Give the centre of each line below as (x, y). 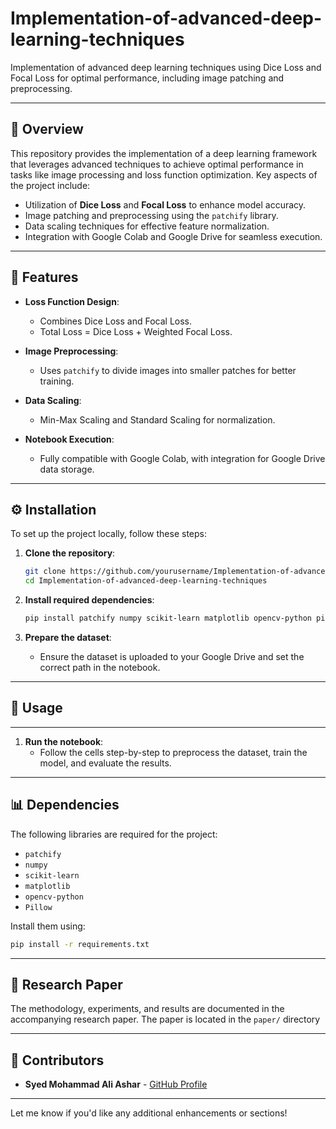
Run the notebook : (64, 741)
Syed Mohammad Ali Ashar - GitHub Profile (116, 1084)
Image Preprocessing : (71, 351)
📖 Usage (36, 708)
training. (57, 381)
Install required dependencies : (89, 600)
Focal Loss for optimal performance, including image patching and (147, 78)
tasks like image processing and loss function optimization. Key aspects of (164, 174)
